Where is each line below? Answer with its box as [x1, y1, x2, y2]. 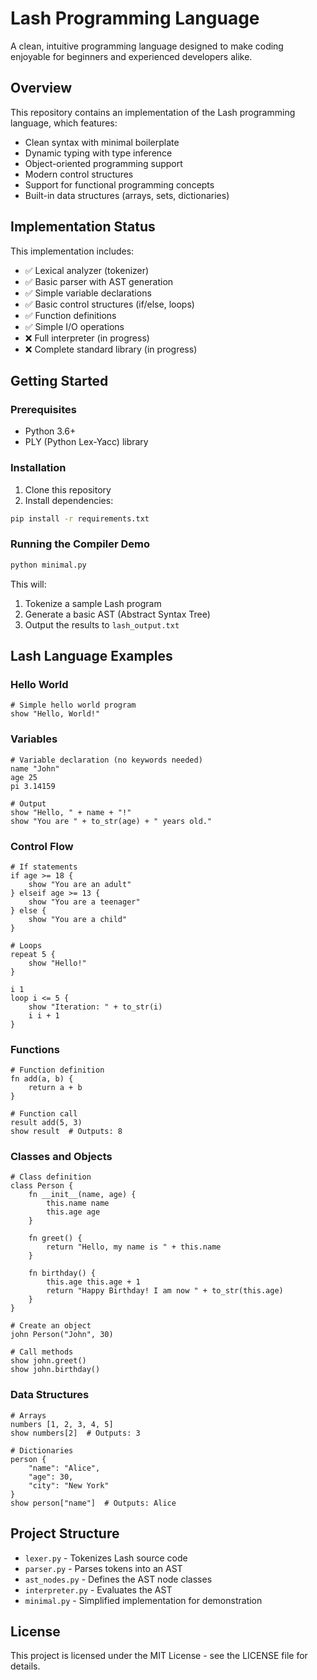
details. [10, 1660, 41, 1672]
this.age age [46, 1207, 101, 1217]
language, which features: [10, 117, 118, 129]
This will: [10, 578, 47, 590]
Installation [10, 461, 67, 475]
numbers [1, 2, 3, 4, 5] [10, 1419, 114, 1429]
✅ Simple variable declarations [24, 287, 152, 299]
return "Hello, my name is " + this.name [46, 1242, 222, 1252]
